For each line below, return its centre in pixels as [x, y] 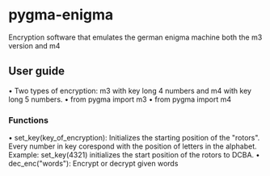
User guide [36, 71]
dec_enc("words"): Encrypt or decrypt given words [93, 164]
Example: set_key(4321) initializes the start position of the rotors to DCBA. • [134, 155]
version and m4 [34, 45]
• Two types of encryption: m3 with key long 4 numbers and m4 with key [130, 90]
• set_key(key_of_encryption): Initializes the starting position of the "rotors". [134, 138]
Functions [28, 120]
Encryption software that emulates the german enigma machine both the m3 [135, 37]
